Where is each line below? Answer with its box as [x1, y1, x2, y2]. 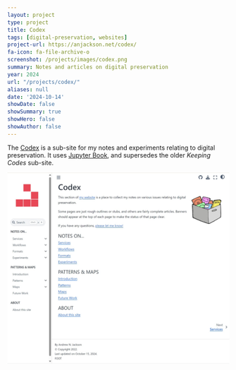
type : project [7, 18, 49, 26]
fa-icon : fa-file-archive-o [7, 49, 90, 56]
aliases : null [7, 85, 49, 93]
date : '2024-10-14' [7, 93, 65, 100]
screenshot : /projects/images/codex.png [7, 56, 128, 64]
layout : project [7, 11, 55, 18]
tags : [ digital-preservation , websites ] [7, 34, 128, 41]
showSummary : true [7, 108, 61, 116]
